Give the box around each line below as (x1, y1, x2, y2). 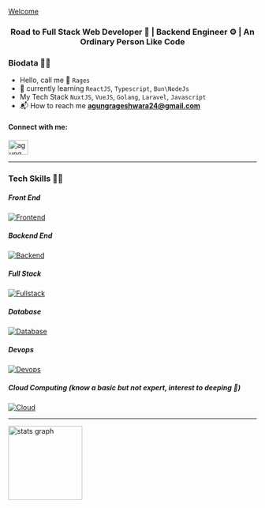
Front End (8, 193, 41, 202)
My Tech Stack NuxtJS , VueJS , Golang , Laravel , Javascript (19, 92, 207, 102)
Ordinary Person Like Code (80, 36, 185, 47)
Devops (8, 344, 34, 354)
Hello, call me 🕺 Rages (19, 75, 91, 85)
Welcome (8, 7, 39, 16)
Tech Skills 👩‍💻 (8, 173, 64, 184)
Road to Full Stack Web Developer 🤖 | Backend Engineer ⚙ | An (10, 26, 255, 37)
